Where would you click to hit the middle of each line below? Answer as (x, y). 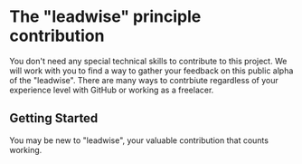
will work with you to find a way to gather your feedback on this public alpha (151, 71)
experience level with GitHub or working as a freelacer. (112, 90)
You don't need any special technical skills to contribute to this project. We (148, 61)
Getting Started (54, 118)
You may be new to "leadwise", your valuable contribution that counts (139, 140)
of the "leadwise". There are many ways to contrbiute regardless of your (144, 80)
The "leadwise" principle (105, 17)
